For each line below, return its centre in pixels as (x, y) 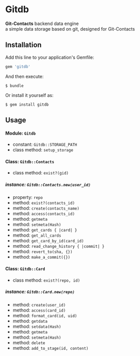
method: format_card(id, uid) (45, 315)
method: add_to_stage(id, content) (51, 348)
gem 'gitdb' (18, 67)
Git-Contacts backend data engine (42, 23)
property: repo (28, 197)
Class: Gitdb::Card (25, 268)
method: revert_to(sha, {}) (43, 251)
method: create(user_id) (39, 304)
